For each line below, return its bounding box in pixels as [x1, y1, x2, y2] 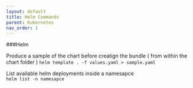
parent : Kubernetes [6, 19, 54, 25]
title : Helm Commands [6, 14, 60, 20]
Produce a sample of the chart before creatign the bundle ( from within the [6, 52, 188, 59]
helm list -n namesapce [6, 76, 65, 82]
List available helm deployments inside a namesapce [6, 70, 134, 77]
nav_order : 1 [6, 25, 38, 31]
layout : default [6, 8, 46, 15]
